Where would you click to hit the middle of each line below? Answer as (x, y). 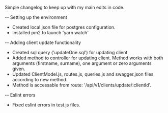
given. (19, 69)
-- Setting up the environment (36, 17)
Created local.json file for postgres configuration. (64, 27)
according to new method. (40, 80)
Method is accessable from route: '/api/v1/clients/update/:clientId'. (81, 85)
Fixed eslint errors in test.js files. (46, 105)
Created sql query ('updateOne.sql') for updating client (70, 52)
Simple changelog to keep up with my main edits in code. (65, 7)
